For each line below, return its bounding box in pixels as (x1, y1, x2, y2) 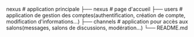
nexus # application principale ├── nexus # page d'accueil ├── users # (6, 6, 183, 12)
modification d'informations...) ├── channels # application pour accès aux (6, 18, 189, 25)
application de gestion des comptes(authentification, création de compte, (6, 12, 186, 19)
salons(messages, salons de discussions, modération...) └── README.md (6, 24, 188, 31)
